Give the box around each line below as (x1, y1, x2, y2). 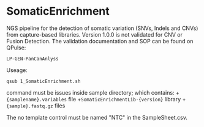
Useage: (6, 66, 28, 74)
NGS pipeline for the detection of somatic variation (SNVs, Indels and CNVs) (6, 24, 198, 32)
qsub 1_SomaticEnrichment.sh (6, 78, 81, 84)
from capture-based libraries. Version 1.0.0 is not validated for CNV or (6, 31, 183, 38)
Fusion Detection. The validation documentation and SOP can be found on (6, 37, 194, 45)
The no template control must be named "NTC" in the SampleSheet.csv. (6, 114, 188, 121)
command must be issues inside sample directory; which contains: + (6, 89, 179, 96)
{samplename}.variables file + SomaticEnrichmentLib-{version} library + (6, 95, 186, 103)
